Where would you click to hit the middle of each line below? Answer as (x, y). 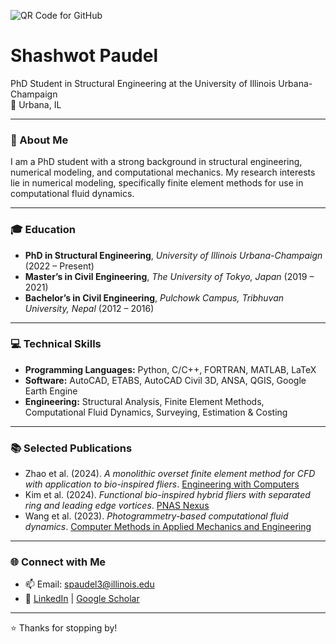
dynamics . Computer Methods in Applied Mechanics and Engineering (168, 527)
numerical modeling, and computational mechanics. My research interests (163, 172)
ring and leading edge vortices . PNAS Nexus (117, 506)
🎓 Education (43, 230)
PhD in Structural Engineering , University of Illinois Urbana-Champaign (173, 255)
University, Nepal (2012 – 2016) (89, 308)
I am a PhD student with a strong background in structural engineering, (156, 162)
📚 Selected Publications (71, 448)
